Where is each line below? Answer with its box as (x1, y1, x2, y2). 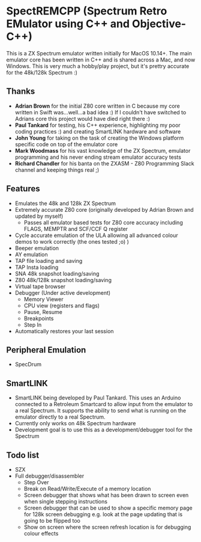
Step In (23, 321, 42, 328)
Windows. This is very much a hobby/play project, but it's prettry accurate (6, 62, 190, 70)
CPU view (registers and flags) (23, 302, 100, 309)
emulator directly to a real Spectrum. (14, 413, 106, 420)
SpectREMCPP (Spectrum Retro (6, 4, 167, 18)
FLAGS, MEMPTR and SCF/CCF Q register (23, 225, 128, 232)
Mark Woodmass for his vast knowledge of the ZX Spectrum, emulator (14, 147, 191, 154)
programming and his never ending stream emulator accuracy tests (14, 153, 182, 161)
